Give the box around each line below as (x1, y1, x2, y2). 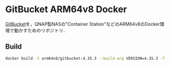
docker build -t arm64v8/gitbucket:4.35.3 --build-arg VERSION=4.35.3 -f (5, 56, 165, 61)
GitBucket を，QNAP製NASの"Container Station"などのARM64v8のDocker (5, 21, 160, 27)
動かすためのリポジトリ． (14, 27, 68, 34)
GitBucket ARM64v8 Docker (5, 4, 127, 15)
